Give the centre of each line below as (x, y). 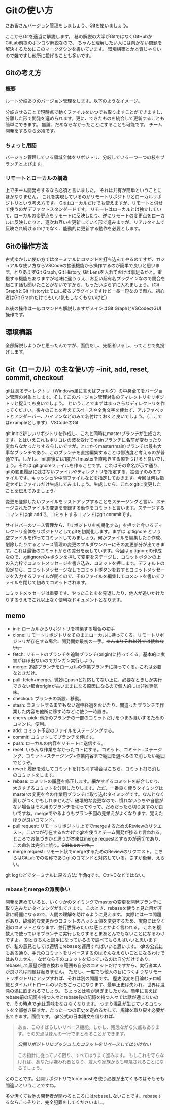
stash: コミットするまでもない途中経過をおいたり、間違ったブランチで (86, 705)
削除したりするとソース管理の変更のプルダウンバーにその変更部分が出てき (83, 544)
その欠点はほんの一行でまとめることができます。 (77, 1033)
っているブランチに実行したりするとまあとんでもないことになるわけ (94, 933)
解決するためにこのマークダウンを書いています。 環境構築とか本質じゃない (83, 49)
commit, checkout (35, 378)
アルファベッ (150, 410)
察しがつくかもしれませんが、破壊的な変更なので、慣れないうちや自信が (88, 801)
